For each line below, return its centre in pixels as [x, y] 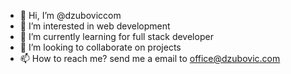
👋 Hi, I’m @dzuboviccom [70, 15]
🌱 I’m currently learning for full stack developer [116, 36]
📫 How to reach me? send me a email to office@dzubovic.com [150, 58]
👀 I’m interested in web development [95, 26]
